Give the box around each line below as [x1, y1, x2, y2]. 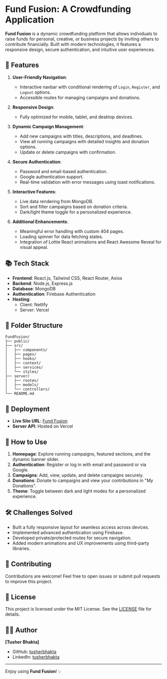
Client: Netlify [19, 301, 48, 307]
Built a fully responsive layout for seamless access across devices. [12, 524, 150, 530]
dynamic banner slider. [12, 456, 60, 462]
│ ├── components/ [5, 348, 48, 353]
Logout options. [19, 89, 51, 95]
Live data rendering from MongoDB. [19, 198, 93, 204]
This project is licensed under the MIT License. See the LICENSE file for [5, 606, 152, 612]
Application [5, 14, 54, 25]
